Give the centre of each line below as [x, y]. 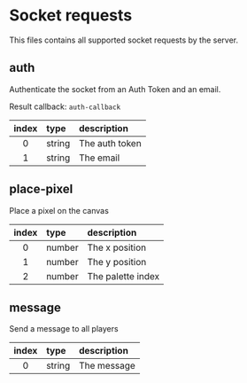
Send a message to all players [64, 329]
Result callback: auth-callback [65, 106]
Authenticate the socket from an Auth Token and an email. [115, 89]
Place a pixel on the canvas [59, 210]
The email [99, 158]
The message [107, 366]
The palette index [123, 276]
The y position [117, 262]
